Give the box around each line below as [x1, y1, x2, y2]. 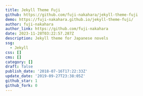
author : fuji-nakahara [5, 21, 54, 27]
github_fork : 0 [5, 83, 38, 88]
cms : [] [5, 54, 22, 60]
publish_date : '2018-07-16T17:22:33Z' [5, 69, 88, 74]
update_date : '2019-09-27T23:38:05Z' [5, 74, 86, 79]
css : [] [5, 50, 22, 55]
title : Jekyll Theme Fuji [5, 7, 60, 13]
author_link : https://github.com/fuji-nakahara [5, 26, 109, 31]
